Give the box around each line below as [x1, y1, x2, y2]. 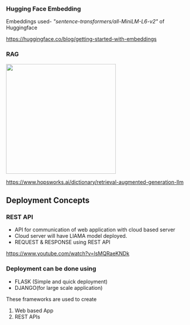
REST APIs [14, 313, 40, 320]
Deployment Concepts [6, 195, 90, 205]
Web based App [14, 307, 54, 314]
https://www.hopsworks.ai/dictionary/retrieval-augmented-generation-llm [6, 178, 184, 186]
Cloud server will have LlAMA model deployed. [14, 232, 127, 240]
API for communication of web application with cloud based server [14, 226, 175, 233]
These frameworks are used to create [6, 295, 97, 303]
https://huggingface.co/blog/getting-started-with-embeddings [6, 36, 157, 43]
